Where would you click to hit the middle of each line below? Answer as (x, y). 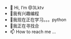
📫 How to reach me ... (33, 32)
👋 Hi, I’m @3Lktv (27, 8)
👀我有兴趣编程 (24, 13)
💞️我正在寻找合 (24, 26)
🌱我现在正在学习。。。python (38, 19)
